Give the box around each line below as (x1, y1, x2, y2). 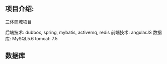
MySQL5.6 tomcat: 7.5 (12, 35, 58, 41)
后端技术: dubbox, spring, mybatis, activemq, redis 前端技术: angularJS (5, 29, 152, 35)
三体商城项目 (5, 19, 32, 25)
